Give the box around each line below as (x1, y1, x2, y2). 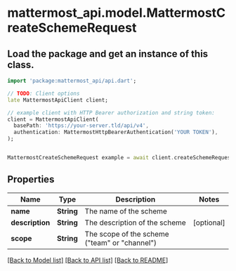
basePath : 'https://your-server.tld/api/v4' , (13, 122, 150, 129)
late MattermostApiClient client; (7, 96, 109, 103)
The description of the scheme (84, 218, 186, 227)
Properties (7, 173, 55, 185)
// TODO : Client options (7, 90, 80, 97)
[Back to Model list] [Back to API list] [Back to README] (7, 256, 169, 264)
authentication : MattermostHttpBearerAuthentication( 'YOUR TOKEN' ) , (13, 128, 218, 136)
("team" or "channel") (84, 237, 157, 247)
